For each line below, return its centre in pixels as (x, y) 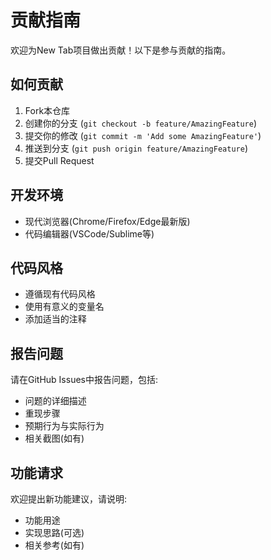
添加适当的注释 (55, 319)
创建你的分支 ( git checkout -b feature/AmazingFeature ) (140, 123)
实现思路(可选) (54, 532)
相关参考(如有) (54, 545)
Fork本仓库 (47, 110)
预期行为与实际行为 (64, 426)
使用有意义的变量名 (64, 307)
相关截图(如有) (54, 438)
